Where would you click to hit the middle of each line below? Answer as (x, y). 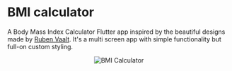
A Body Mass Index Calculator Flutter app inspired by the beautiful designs (116, 32)
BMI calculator (51, 12)
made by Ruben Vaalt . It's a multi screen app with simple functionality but (114, 39)
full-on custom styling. (40, 46)
